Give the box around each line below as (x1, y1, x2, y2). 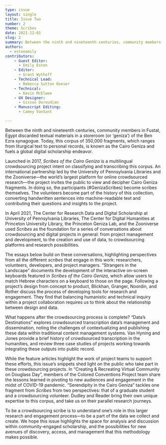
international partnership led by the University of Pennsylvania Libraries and (5, 168, 161, 174)
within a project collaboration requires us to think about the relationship (5, 299, 151, 305)
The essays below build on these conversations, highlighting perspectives (5, 251, 157, 257)
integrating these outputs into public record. (5, 346, 95, 352)
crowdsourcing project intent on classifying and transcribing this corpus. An (5, 163, 161, 169)
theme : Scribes (5, 26, 37, 31)
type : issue (5, 7, 30, 12)
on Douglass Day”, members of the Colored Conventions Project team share (5, 371, 161, 377)
